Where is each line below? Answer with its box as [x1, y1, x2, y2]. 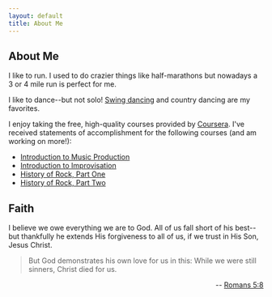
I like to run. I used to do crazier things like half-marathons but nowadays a [8, 70, 257, 81]
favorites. [8, 104, 40, 113]
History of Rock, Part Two [19, 178, 107, 188]
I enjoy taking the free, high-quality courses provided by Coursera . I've [8, 119, 245, 129]
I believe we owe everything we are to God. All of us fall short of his [8, 223, 233, 233]
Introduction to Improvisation [19, 161, 117, 171]
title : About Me [8, 19, 63, 28]
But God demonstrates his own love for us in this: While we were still [28, 256, 257, 265]
